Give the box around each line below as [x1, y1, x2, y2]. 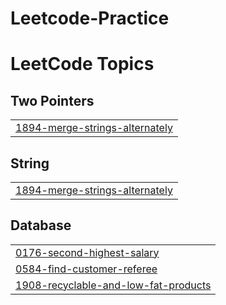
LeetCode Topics [10, 53, 155, 76]
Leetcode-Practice [10, 7, 170, 30]
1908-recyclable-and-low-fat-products [15, 278, 212, 292]
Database [10, 217, 72, 234]
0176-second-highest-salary [15, 245, 160, 259]
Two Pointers [10, 92, 95, 109]
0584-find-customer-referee [15, 262, 158, 276]
